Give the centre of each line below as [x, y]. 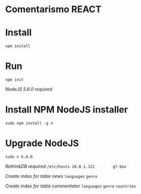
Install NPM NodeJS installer [67, 110]
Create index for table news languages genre [51, 176]
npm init [14, 80]
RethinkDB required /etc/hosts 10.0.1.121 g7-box [66, 166]
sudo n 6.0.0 [19, 157]
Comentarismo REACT [53, 9]
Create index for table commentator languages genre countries [71, 186]
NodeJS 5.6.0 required [29, 89]
